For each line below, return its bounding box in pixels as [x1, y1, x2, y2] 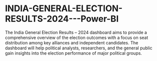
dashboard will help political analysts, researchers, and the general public [5, 45, 153, 51]
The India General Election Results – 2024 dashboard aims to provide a [5, 29, 147, 35]
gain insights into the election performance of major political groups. [5, 50, 142, 56]
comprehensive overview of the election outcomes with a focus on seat [5, 35, 148, 41]
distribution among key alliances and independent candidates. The [5, 40, 139, 45]
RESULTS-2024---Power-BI [5, 13, 119, 24]
